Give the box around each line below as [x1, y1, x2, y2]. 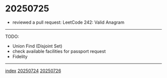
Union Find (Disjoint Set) [12, 43, 63, 49]
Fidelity [12, 53, 28, 59]
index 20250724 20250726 [5, 68, 61, 74]
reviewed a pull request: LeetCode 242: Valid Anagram [12, 19, 125, 25]
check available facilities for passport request [12, 48, 106, 54]
